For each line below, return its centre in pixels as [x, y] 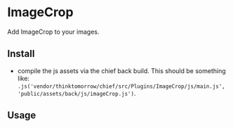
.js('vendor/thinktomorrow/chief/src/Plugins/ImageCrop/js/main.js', [121, 86]
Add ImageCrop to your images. [53, 32]
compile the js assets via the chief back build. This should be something [121, 70]
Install [21, 54]
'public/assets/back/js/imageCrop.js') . [76, 93]
